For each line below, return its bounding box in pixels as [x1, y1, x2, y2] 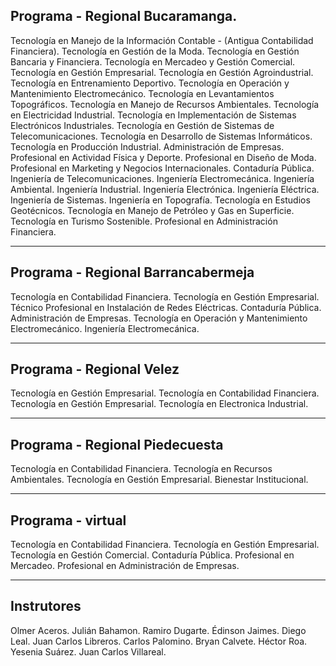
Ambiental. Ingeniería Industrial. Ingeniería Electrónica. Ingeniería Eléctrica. [10, 183, 320, 195]
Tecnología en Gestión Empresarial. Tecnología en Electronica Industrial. [10, 398, 309, 410]
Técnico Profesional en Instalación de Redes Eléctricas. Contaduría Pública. [10, 301, 322, 313]
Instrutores [10, 598, 82, 615]
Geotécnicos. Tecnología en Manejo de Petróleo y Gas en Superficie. [10, 204, 295, 216]
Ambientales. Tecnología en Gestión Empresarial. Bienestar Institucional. [10, 474, 309, 486]
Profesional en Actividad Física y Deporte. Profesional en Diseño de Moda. [10, 151, 317, 163]
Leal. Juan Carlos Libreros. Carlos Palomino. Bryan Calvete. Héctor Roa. [10, 635, 308, 647]
